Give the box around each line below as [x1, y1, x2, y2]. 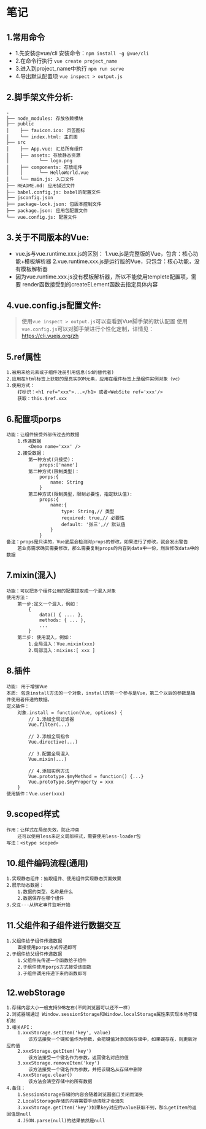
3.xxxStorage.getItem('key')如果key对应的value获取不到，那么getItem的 [17, 1104, 192, 1111]
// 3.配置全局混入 [28, 750, 70, 757]
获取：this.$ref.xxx [17, 396, 67, 402]
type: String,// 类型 [61, 508, 115, 515]
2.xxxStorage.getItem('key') [17, 1048, 92, 1054]
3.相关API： [6, 1024, 34, 1030]
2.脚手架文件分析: [6, 92, 74, 103]
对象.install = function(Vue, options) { [17, 709, 123, 716]
